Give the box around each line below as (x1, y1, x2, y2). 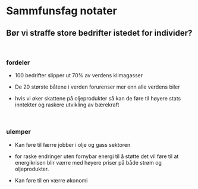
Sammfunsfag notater (6, 4, 117, 18)
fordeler (6, 58, 30, 67)
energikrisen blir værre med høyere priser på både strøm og (14, 159, 162, 166)
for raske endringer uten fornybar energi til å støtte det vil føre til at (14, 153, 179, 160)
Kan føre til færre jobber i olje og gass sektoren (14, 141, 131, 148)
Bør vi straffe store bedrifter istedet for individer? (6, 28, 193, 38)
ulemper (6, 128, 32, 136)
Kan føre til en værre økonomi (14, 177, 88, 184)
